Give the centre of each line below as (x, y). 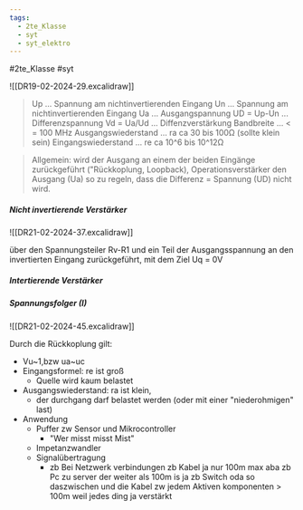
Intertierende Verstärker (56, 280)
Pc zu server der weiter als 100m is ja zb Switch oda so (152, 476)
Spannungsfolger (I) (48, 303)
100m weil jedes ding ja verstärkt (111, 496)
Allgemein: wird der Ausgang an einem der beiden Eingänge (143, 160)
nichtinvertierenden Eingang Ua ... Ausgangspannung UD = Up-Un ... (160, 113)
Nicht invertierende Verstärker (68, 209)
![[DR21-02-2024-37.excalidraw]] (71, 233)
